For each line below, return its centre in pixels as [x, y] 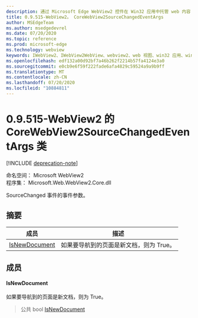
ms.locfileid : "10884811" [38, 88]
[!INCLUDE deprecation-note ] [42, 163]
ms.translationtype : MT [35, 72]
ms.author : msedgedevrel [37, 28]
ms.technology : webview [35, 50]
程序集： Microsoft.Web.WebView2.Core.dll [59, 183]
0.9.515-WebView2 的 [60, 119]
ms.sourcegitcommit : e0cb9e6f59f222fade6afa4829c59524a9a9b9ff [85, 66]
